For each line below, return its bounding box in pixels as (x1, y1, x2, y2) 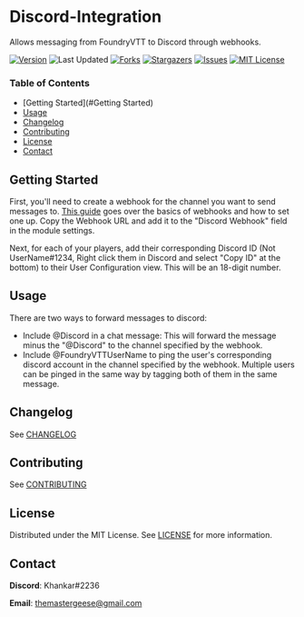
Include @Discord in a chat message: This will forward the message (22, 330, 277, 341)
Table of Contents (9, 76, 91, 89)
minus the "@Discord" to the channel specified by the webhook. (22, 339, 263, 351)
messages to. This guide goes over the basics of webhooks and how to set (9, 206, 290, 217)
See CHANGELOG (9, 429, 77, 440)
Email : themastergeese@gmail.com (9, 598, 142, 609)
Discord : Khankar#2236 (9, 580, 100, 592)
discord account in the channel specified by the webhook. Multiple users (22, 359, 295, 370)
